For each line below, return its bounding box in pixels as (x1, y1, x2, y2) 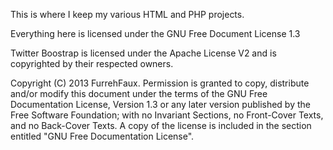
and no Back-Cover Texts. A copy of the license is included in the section (10, 120, 312, 131)
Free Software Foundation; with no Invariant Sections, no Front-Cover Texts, (10, 109, 324, 121)
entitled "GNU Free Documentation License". (10, 130, 195, 142)
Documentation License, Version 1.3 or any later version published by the (10, 99, 311, 110)
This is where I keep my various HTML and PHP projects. (10, 9, 245, 20)
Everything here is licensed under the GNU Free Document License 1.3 (10, 28, 301, 39)
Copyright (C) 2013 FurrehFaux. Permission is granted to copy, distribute (10, 77, 310, 89)
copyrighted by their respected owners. (10, 58, 174, 69)
